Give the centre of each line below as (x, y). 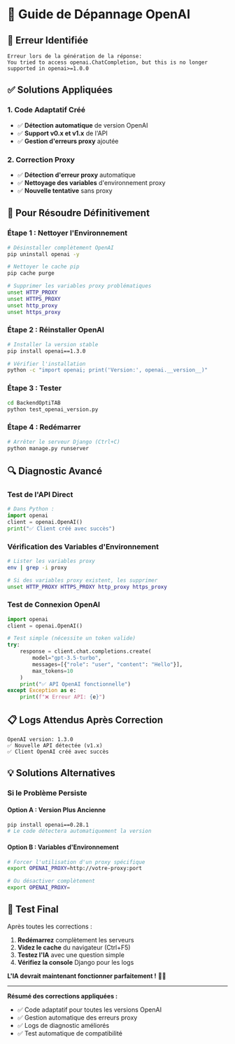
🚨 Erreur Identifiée (48, 40)
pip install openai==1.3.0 (47, 351)
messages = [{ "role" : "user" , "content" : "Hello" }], (108, 664)
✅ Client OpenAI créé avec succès (58, 752)
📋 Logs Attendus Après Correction (85, 720)
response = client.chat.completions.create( (86, 651)
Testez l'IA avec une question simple (71, 955)
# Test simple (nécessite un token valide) (72, 638)
